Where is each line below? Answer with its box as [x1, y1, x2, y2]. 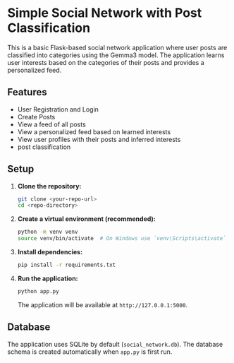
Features [7, 86, 47, 98]
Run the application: [17, 274, 79, 282]
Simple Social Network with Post [7, 5, 202, 21]
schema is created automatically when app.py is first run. [7, 347, 173, 356]
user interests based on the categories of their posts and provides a [7, 58, 204, 66]
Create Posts [17, 112, 56, 121]
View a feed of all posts [17, 120, 86, 129]
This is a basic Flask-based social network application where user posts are [7, 43, 228, 52]
